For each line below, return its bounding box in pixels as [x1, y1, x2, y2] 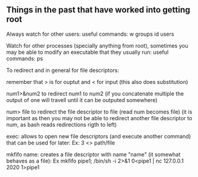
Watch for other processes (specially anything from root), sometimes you [6, 42, 188, 49]
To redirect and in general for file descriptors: [6, 66, 120, 74]
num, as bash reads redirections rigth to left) [6, 121, 117, 128]
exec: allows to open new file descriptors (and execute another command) [6, 132, 191, 140]
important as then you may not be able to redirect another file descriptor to [6, 114, 193, 121]
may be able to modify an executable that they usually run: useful [6, 48, 169, 56]
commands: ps [6, 54, 43, 62]
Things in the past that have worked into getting [6, 5, 191, 15]
